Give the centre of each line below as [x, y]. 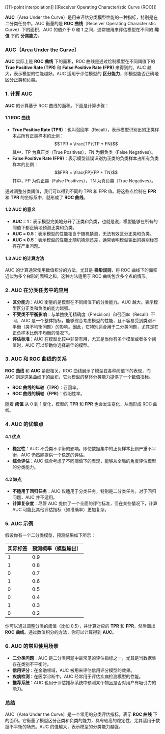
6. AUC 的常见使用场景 [32, 646]
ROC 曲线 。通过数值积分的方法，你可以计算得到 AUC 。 [61, 632]
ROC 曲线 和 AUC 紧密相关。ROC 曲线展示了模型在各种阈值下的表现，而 [78, 370]
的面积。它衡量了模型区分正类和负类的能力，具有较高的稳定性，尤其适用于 [80, 721]
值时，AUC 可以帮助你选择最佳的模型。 [52, 345]
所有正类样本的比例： [42, 135]
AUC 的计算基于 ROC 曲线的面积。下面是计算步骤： [57, 105]
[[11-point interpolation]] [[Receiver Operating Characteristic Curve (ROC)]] [81, 7]
